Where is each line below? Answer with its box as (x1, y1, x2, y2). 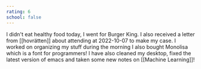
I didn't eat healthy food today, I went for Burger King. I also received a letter (6, 30, 195, 37)
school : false (6, 14, 42, 20)
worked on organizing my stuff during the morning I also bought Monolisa (6, 43, 188, 51)
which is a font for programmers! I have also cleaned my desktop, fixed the (6, 49, 191, 57)
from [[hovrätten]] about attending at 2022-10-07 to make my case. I (6, 37, 176, 44)
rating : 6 (6, 8, 31, 15)
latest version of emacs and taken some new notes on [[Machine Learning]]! (6, 56, 195, 63)
